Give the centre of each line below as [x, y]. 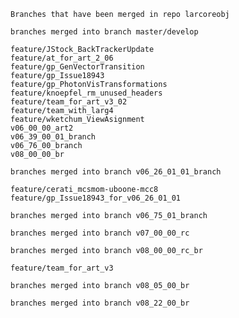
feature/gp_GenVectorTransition [77, 67]
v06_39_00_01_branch [53, 137]
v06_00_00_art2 [42, 128]
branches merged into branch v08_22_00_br [100, 303]
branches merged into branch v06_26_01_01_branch [116, 172]
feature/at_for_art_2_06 [62, 58]
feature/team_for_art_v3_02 [69, 102]
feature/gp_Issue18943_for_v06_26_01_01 [96, 198]
